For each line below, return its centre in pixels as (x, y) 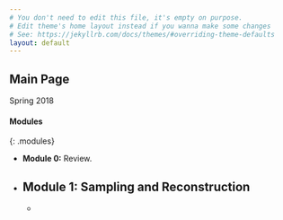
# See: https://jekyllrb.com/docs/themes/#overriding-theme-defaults (142, 34)
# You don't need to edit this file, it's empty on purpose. (126, 18)
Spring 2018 (31, 101)
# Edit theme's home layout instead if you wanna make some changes (140, 26)
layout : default (40, 43)
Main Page (40, 79)
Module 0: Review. (57, 159)
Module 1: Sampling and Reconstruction (136, 186)
